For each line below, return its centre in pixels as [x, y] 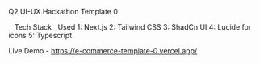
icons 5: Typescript [40, 35]
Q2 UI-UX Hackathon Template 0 [63, 12]
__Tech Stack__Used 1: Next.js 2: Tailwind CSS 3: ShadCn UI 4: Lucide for [130, 27]
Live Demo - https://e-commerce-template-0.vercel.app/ [103, 51]
